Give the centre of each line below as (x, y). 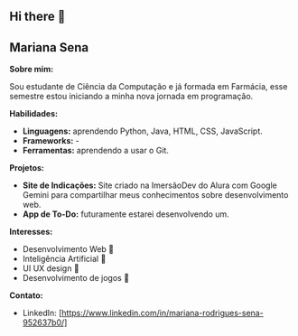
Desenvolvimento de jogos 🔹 (75, 278)
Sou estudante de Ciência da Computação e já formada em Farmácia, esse (149, 87)
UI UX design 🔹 (51, 268)
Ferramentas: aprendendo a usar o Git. (96, 151)
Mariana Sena (49, 47)
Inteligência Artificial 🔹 (64, 259)
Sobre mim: (32, 70)
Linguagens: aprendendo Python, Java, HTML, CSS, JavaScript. (143, 131)
